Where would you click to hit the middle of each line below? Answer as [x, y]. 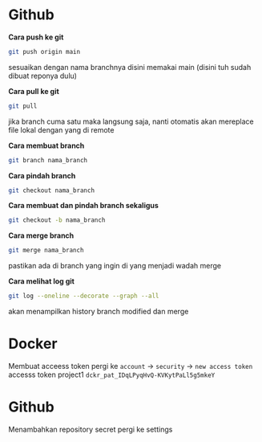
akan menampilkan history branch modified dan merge [99, 312]
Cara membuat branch [46, 145]
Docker [33, 344]
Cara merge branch [41, 235]
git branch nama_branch [48, 160]
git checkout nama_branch [51, 190]
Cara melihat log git [41, 281]
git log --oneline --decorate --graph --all [84, 296]
